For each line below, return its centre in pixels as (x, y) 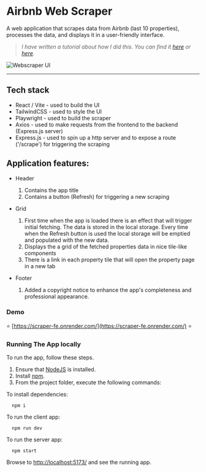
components (40, 253)
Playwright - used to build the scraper (63, 118)
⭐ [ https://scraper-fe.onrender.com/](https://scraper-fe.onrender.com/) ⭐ (99, 326)
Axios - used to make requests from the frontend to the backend (97, 125)
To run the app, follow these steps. (50, 358)
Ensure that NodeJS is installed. (55, 369)
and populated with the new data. (67, 240)
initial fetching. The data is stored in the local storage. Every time (106, 227)
